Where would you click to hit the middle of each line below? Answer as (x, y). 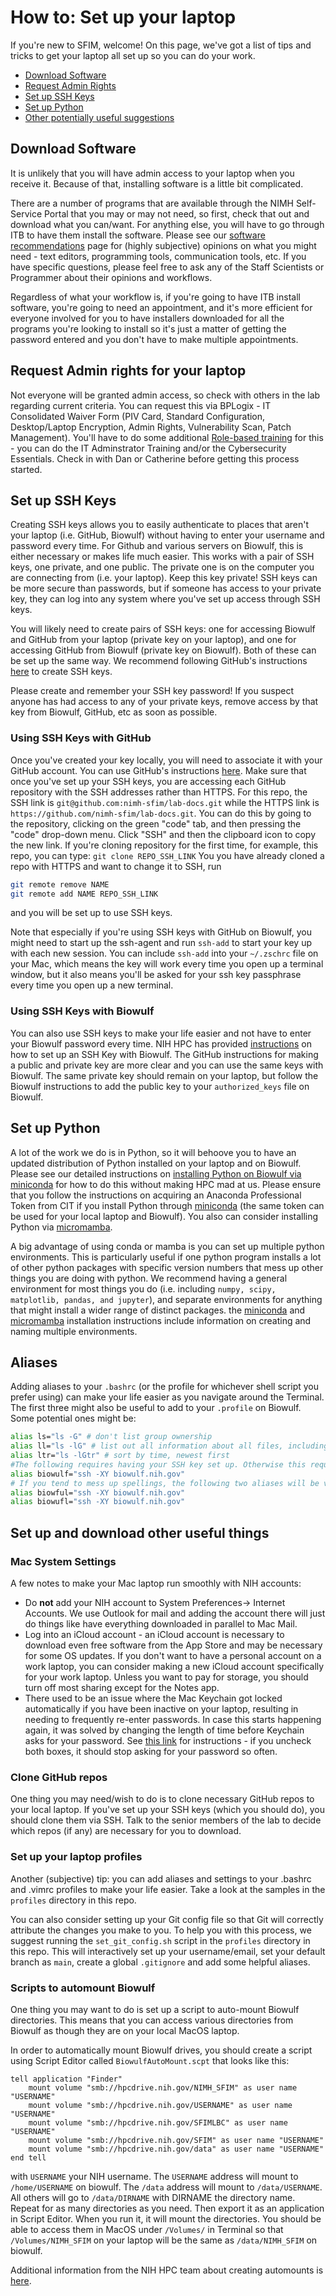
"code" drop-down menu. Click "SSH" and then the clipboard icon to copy (163, 834)
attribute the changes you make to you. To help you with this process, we (161, 1930)
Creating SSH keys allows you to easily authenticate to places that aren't (160, 525)
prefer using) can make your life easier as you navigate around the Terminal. (167, 1397)
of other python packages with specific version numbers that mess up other (167, 1267)
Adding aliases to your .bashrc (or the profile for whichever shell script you (164, 1387)
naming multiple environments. (74, 1331)
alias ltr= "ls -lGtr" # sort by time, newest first (120, 1456)
